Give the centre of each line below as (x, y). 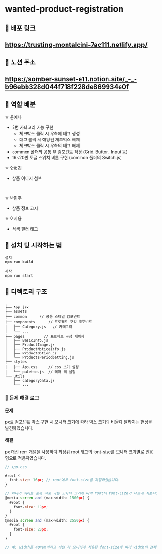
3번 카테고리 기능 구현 (33, 127)
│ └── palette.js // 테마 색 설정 (40, 372)
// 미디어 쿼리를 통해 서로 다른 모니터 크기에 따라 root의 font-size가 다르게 (74, 493)
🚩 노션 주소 (20, 62)
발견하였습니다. (19, 428)
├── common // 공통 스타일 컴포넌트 (43, 317)
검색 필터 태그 (25, 229)
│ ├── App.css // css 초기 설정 (42, 367)
